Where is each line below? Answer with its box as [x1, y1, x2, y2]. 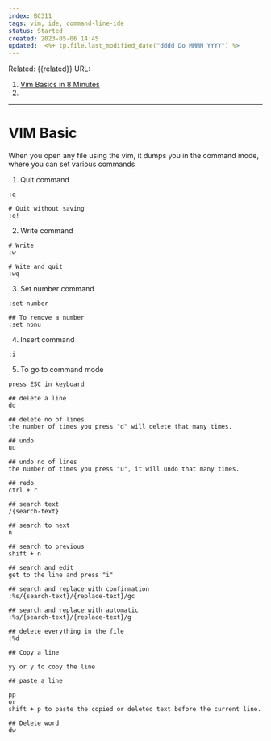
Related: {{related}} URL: [8, 64, 91, 73]
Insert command [19, 335, 75, 345]
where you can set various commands [8, 159, 135, 170]
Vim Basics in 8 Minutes [19, 80, 100, 90]
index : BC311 [8, 11, 52, 20]
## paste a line [8, 677, 63, 685]
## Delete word [8, 719, 60, 727]
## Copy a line [8, 649, 60, 657]
